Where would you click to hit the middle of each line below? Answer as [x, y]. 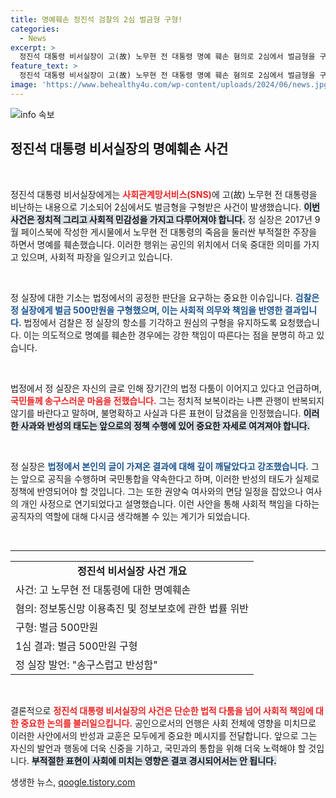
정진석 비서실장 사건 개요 [132, 571]
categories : [35, 29]
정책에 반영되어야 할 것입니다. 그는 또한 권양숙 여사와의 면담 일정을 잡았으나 [157, 491]
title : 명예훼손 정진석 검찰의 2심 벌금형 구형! [96, 19]
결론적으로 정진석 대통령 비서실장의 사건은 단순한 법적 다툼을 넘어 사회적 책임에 [162, 710]
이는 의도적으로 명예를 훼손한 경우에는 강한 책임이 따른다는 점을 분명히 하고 [169, 335]
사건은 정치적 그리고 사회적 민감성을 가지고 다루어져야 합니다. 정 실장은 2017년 [161, 219]
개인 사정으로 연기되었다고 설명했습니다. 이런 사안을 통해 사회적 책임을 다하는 [170, 503]
